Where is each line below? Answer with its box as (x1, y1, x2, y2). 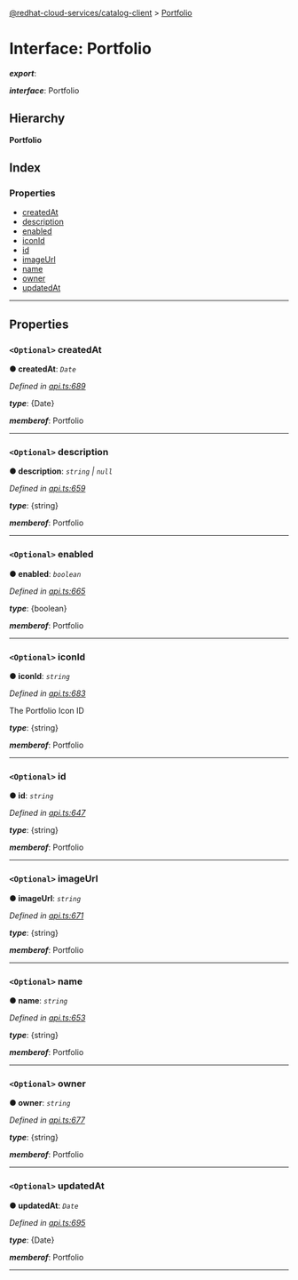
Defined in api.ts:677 (9, 1115, 86, 1125)
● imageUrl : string (9, 892, 82, 903)
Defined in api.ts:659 (9, 484, 86, 494)
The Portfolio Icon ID (9, 706, 84, 716)
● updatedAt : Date (9, 1200, 79, 1211)
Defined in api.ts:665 (9, 586, 86, 596)
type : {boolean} (9, 603, 68, 613)
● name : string (9, 995, 68, 1005)
